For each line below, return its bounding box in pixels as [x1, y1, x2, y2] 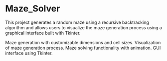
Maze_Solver [5, 3, 60, 14]
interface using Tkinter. [5, 50, 53, 56]
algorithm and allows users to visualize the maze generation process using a [5, 24, 162, 30]
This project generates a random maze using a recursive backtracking [5, 19, 150, 25]
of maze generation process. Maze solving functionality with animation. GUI [5, 45, 161, 51]
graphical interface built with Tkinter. [5, 30, 81, 36]
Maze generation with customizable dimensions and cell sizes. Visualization [5, 39, 161, 45]
